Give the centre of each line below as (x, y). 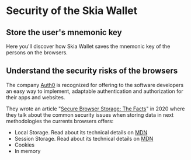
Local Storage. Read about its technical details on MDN (81, 132)
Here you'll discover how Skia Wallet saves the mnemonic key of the (88, 46)
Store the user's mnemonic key (64, 32)
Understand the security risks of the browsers (92, 71)
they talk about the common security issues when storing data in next (90, 114)
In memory (27, 151)
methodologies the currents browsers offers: (60, 121)
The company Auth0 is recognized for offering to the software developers (95, 85)
